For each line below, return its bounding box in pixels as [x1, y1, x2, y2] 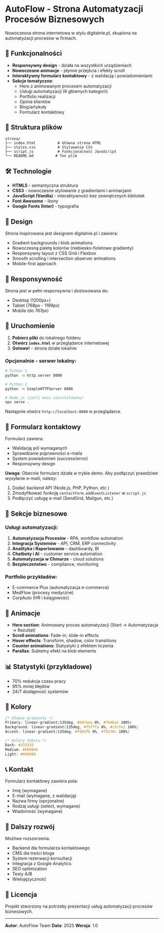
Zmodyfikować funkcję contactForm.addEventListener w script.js [12, 490, 146, 496]
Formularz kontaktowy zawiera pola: [5, 778, 78, 784]
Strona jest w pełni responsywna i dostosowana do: [5, 288, 109, 294]
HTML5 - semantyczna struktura [12, 182, 78, 189]
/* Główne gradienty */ [5, 716, 54, 720]
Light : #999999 [5, 752, 36, 757]
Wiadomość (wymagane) [12, 808, 63, 814]
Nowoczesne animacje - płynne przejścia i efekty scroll [12, 67, 125, 73]
